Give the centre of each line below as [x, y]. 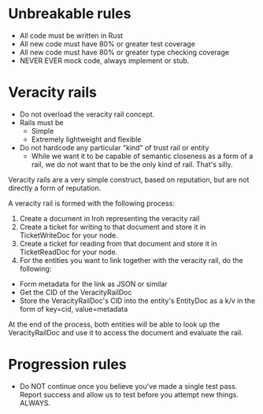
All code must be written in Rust [71, 35]
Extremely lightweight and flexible [86, 139]
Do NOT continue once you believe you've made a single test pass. [128, 386]
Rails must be [41, 122]
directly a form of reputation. [55, 188]
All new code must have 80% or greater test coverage [107, 43]
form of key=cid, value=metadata [74, 309]
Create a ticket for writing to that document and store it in [113, 227]
